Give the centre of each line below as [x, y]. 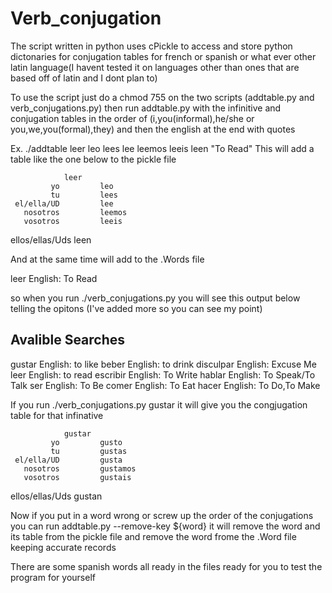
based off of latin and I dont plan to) [84, 78]
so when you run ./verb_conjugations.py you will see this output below [155, 298]
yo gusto [86, 442]
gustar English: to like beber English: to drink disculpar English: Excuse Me [163, 364]
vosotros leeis [73, 221]
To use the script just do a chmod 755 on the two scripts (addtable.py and [162, 97]
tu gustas [89, 451]
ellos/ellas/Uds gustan [56, 496]
